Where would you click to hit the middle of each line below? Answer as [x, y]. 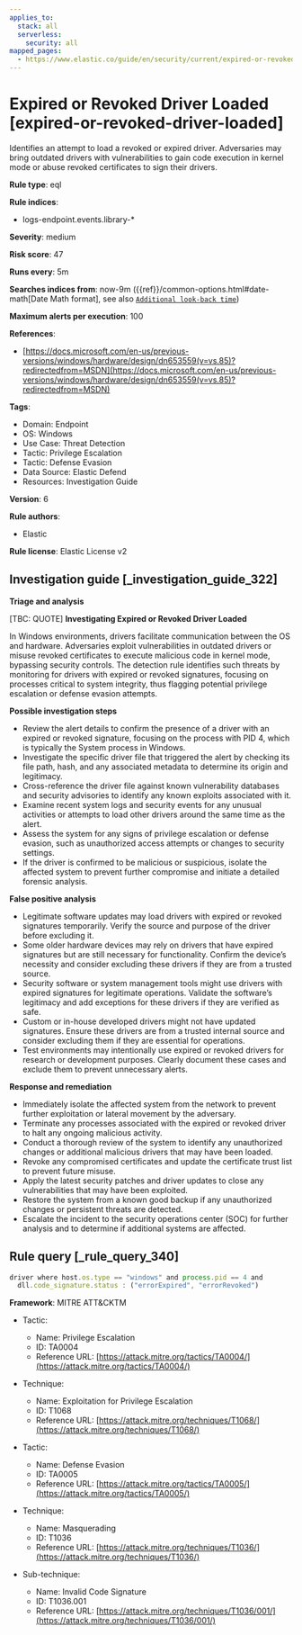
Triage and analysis [47, 601]
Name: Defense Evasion [80, 1465]
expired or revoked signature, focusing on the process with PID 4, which [156, 738]
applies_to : [31, 18]
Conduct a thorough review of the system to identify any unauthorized [152, 1142]
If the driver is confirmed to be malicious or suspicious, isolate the [145, 862]
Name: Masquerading [76, 1528]
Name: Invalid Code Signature [91, 1592]
